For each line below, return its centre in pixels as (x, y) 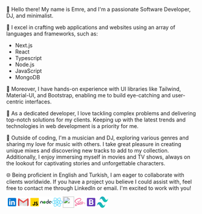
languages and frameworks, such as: (52, 34)
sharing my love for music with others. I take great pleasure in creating (94, 144)
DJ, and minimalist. (30, 16)
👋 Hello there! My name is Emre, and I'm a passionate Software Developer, (99, 9)
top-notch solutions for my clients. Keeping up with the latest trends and (96, 120)
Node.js (25, 64)
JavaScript (28, 71)
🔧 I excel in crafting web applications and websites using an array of (91, 27)
